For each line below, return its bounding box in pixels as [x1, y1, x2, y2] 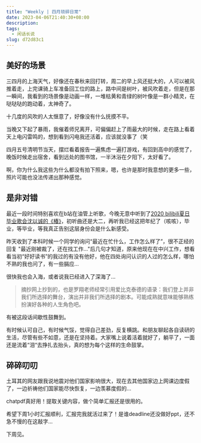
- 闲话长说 [11, 31, 35, 37]
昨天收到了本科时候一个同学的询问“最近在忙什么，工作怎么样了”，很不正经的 [6, 238, 194, 245]
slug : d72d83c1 [6, 37, 44, 43]
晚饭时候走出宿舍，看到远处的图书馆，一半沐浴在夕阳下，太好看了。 [6, 153, 174, 160]
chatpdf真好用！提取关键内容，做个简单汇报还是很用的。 [6, 397, 147, 405]
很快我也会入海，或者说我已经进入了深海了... [6, 273, 116, 280]
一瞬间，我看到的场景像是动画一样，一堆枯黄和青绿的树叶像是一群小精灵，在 [6, 92, 195, 100]
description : [6, 20, 39, 26]
